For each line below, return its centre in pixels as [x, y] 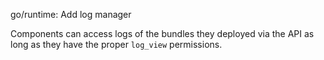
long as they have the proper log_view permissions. [116, 44]
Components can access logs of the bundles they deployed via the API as [162, 33]
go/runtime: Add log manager [71, 14]
